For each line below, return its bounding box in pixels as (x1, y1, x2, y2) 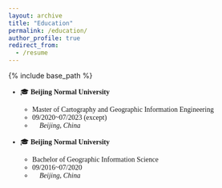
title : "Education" (8, 19, 74, 27)
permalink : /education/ (8, 26, 88, 34)
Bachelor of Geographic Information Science (31, 155, 159, 164)
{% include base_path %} (8, 71, 93, 80)
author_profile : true (8, 34, 81, 42)
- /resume (15, 49, 48, 57)
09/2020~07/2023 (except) (31, 114, 107, 122)
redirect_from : (8, 42, 59, 50)
